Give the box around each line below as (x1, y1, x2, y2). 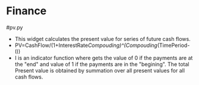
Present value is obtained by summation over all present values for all (14, 67, 185, 74)
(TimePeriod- (157, 42, 190, 49)
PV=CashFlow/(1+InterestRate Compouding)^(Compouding (14, 42, 157, 49)
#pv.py (6, 24, 23, 31)
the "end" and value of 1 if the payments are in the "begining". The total (14, 61, 189, 68)
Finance (6, 4, 47, 18)
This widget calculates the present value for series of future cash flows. (14, 35, 191, 42)
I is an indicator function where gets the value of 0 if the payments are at (14, 54, 193, 61)
